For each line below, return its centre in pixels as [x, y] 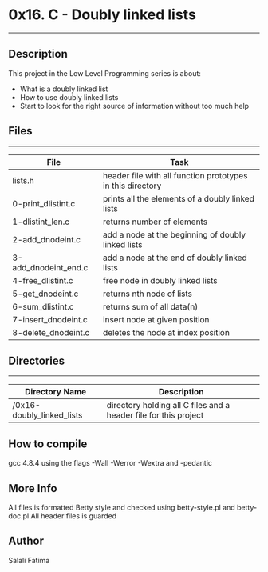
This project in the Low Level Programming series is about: [105, 73]
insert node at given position [156, 319]
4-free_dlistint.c [43, 280]
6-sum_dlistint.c [43, 306]
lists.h [23, 180]
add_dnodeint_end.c [50, 267]
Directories [37, 360]
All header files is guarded [74, 516]
